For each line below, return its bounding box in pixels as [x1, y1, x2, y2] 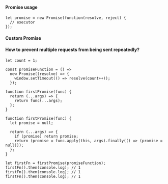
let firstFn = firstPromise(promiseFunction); [5, 161, 106, 166]
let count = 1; [5, 58, 38, 63]
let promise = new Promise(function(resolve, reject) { [5, 15, 126, 20]
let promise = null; [10, 120, 53, 125]
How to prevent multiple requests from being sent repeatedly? [5, 46, 140, 53]
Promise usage [5, 4, 38, 10]
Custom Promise [5, 35, 42, 41]
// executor [10, 20, 36, 25]
